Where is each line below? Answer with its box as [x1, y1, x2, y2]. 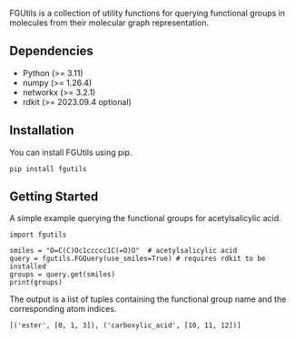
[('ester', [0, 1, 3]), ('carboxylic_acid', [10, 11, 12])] [9, 321, 242, 330]
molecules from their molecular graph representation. [9, 17, 210, 28]
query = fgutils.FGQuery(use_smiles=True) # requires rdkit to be [9, 254, 266, 264]
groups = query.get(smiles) [9, 270, 116, 279]
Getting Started [9, 189, 99, 205]
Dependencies [9, 44, 93, 59]
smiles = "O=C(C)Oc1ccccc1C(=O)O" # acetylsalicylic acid [9, 247, 238, 256]
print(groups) [9, 278, 64, 287]
